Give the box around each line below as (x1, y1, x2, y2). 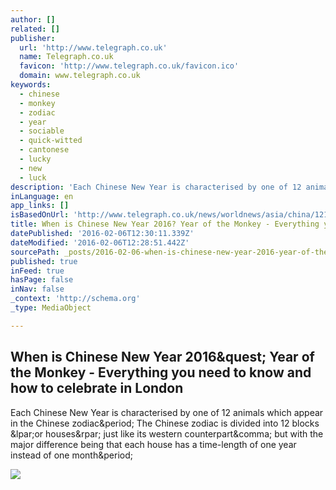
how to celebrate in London (10, 380, 184, 397)
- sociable (19, 126, 65, 136)
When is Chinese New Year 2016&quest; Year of (10, 349, 315, 366)
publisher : (10, 33, 56, 43)
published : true (10, 256, 78, 266)
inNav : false (10, 284, 65, 295)
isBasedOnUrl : (10, 210, 70, 220)
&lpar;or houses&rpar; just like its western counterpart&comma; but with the (10, 427, 324, 440)
